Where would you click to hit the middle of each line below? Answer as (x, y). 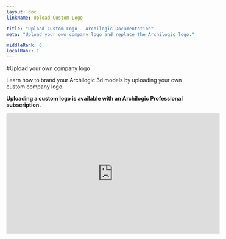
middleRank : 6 (24, 45)
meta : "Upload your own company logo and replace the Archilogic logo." (101, 34)
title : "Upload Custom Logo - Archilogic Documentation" (80, 29)
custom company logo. (35, 87)
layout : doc (21, 12)
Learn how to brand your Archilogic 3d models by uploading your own (94, 80)
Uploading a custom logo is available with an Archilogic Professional (94, 98)
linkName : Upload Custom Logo (45, 18)
